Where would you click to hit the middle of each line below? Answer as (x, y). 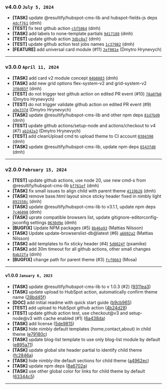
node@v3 (22, 318)
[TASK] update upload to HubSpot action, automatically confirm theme (85, 292)
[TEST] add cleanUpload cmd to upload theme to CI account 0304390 (83, 136)
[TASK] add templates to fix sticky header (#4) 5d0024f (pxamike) (79, 243)
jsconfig (21, 222)
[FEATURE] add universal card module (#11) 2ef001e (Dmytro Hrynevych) (87, 49)
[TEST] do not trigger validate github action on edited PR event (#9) (82, 104)
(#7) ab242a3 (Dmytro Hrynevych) (46, 131)
